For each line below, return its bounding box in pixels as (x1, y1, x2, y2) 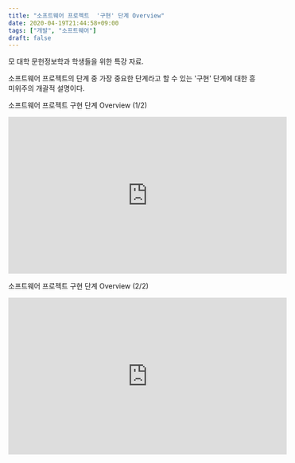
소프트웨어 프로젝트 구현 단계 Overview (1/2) (8, 100, 148, 110)
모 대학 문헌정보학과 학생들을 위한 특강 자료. (8, 57, 145, 66)
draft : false (8, 33, 52, 42)
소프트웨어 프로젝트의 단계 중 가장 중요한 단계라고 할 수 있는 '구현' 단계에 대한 (8, 73, 248, 84)
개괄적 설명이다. (35, 84, 85, 93)
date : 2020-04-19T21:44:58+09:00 (8, 19, 119, 27)
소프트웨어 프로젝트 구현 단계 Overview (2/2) (8, 281, 149, 291)
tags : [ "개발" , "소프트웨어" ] (8, 26, 97, 34)
